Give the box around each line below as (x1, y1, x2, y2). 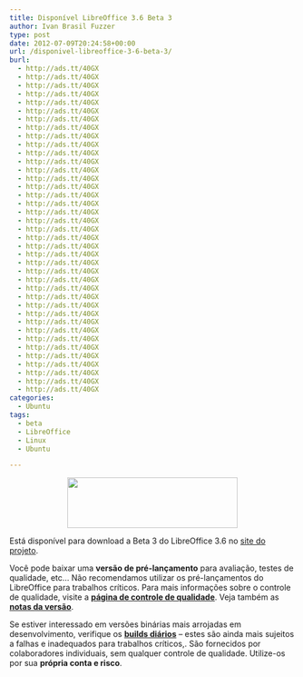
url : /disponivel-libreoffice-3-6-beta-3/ (9, 47, 172, 56)
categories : (9, 393, 54, 403)
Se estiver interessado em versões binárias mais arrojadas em (9, 619, 242, 630)
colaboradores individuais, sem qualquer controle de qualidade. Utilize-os (9, 648, 286, 659)
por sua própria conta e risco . (9, 658, 122, 669)
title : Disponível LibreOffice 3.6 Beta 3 (9, 13, 172, 23)
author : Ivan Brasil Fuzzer (9, 22, 116, 31)
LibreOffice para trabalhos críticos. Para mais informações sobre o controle (9, 582, 292, 593)
